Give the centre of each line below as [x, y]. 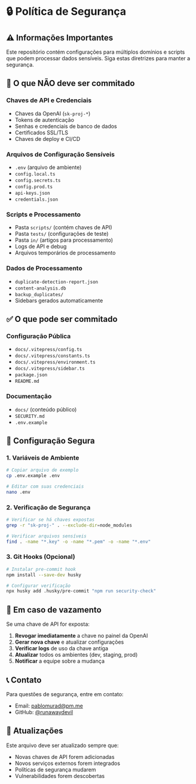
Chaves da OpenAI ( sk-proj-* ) [53, 113]
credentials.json [36, 199]
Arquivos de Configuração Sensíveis [61, 154]
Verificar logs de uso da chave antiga [62, 648]
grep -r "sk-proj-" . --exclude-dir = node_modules [69, 525]
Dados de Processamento [44, 268]
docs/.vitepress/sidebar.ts [50, 369]
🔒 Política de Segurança [66, 12]
